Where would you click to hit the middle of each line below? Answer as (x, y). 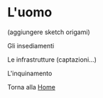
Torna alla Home (31, 87)
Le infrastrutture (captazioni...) (52, 59)
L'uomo (30, 12)
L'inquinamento (30, 73)
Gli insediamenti (31, 45)
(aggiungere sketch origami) (49, 32)
